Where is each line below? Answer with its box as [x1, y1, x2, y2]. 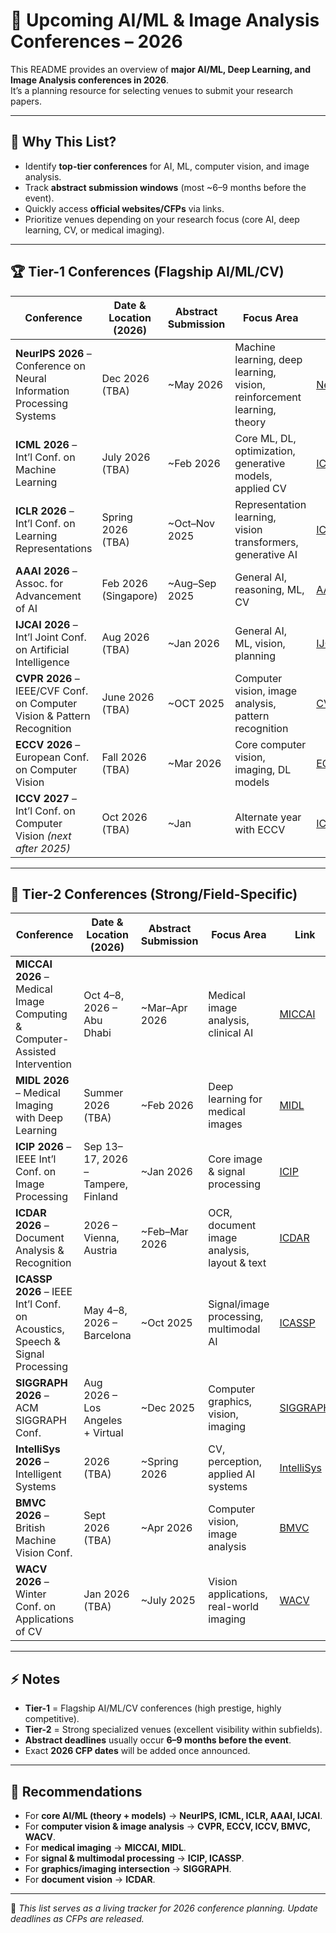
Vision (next [15, 829, 72, 843]
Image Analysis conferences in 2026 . [10, 74, 170, 86]
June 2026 [101, 690, 155, 704]
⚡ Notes [10, 1670, 61, 1688]
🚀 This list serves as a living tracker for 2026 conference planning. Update [10, 1902, 318, 1914]
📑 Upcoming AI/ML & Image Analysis [10, 9, 320, 32]
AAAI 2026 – [15, 564, 78, 578]
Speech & [15, 1335, 61, 1349]
